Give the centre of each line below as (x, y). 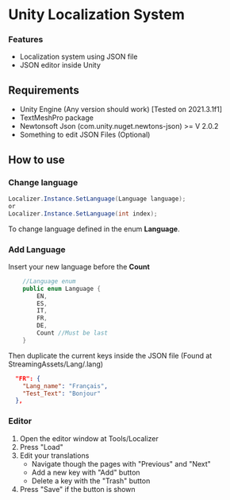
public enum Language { (62, 289)
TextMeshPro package (56, 118)
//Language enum (50, 281)
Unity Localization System (96, 15)
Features (26, 40)
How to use (36, 159)
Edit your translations (54, 455)
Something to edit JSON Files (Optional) (85, 135)
